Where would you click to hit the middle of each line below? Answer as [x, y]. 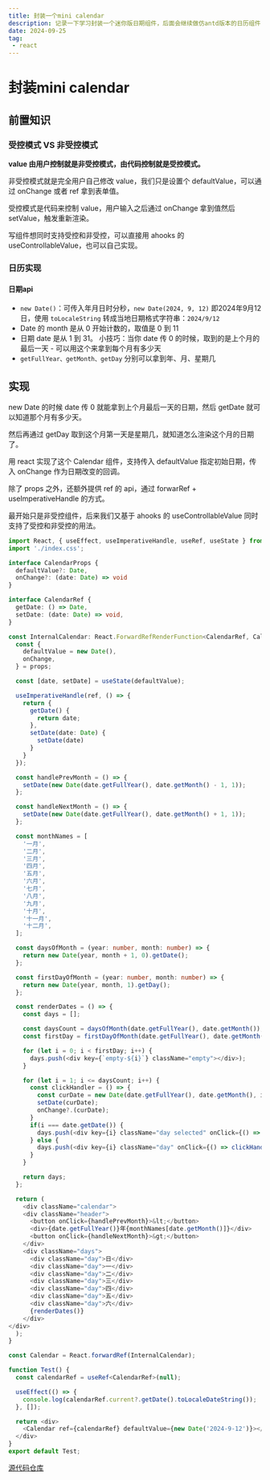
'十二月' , [37, 926]
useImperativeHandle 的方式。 [59, 498]
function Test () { [39, 1370]
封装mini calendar [69, 88]
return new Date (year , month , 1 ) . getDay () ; [97, 985]
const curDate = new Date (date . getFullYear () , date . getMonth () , [147, 1095]
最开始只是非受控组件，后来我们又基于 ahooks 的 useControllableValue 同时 [133, 515]
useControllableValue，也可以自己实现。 [75, 245]
